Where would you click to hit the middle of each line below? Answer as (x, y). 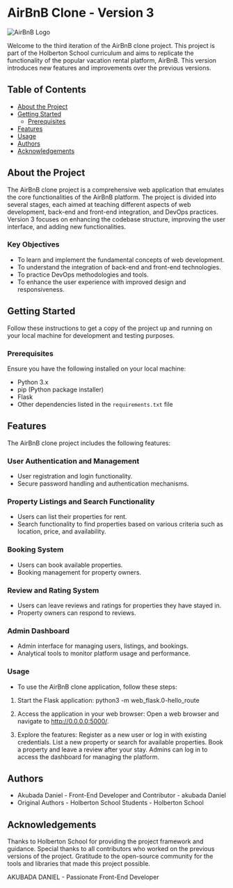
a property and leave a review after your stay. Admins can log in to (112, 749)
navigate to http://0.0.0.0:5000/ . (63, 721)
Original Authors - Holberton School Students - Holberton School (110, 803)
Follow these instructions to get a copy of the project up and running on (110, 328)
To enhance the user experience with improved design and (102, 282)
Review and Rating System (53, 590)
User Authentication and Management (73, 461)
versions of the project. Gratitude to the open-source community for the (110, 856)
